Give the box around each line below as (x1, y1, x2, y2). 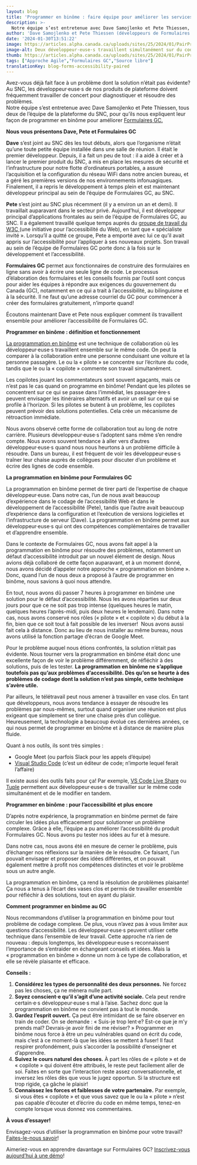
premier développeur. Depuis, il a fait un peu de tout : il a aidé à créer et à (6, 152, 184, 159)
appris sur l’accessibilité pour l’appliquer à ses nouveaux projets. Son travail (6, 239, 189, 246)
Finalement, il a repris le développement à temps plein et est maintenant (6, 183, 180, 190)
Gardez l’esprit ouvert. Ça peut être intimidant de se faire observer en (14, 1012, 185, 1019)
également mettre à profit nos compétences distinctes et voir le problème (6, 861, 184, 868)
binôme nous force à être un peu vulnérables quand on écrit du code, (14, 1030, 183, 1038)
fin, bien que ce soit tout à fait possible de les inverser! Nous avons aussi (6, 620, 184, 627)
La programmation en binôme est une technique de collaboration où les (6, 340, 179, 347)
